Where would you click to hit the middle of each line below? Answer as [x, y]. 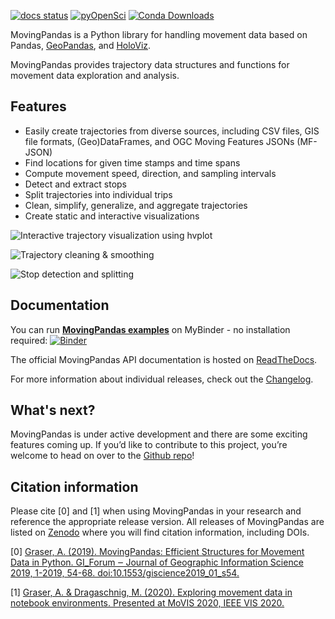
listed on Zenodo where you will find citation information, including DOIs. [160, 532]
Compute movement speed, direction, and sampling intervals [150, 173]
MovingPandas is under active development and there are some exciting [159, 434]
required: [29, 340]
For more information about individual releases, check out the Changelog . [162, 379]
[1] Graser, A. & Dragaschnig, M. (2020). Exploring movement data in [151, 592]
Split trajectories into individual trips [98, 194]
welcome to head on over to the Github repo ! [102, 456]
